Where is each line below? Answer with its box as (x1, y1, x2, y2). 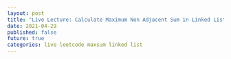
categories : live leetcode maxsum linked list (7, 41, 143, 48)
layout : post (7, 9, 45, 17)
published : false (7, 28, 57, 36)
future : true (7, 35, 45, 42)
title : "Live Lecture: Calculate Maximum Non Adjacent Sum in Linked (7, 16, 211, 23)
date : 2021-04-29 (7, 22, 57, 29)
